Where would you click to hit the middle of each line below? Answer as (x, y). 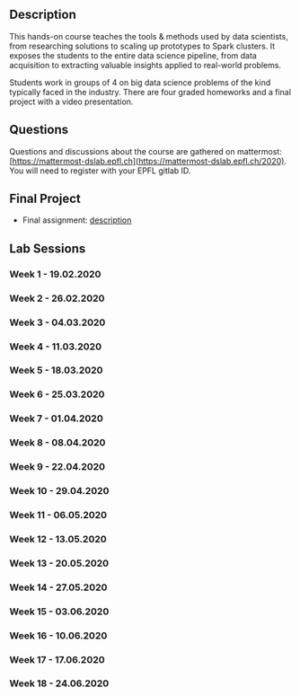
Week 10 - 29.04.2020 (59, 491)
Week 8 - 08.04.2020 (57, 443)
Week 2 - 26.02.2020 (57, 298)
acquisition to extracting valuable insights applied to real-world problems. (145, 65)
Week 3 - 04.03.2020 (57, 322)
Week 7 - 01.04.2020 (56, 418)
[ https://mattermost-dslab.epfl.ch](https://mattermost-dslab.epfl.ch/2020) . (148, 161)
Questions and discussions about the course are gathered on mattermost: (146, 151)
